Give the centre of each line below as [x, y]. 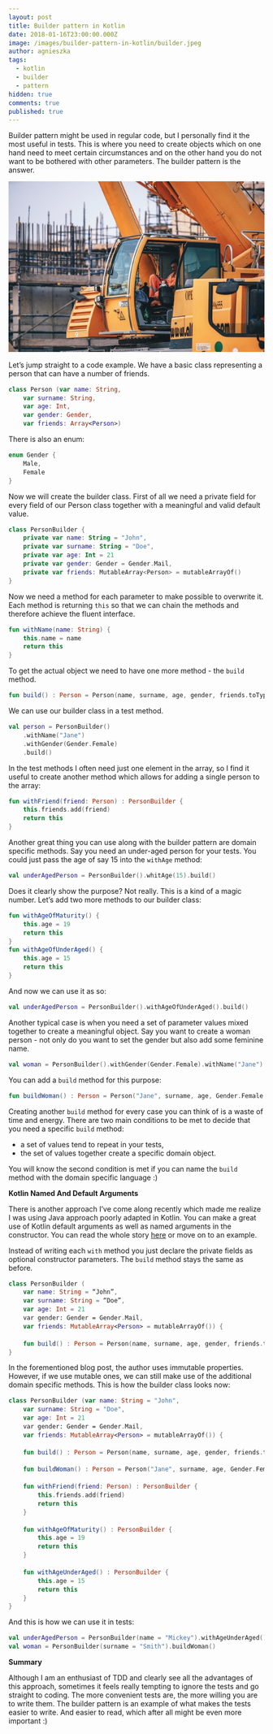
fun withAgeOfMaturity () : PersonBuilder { [98, 1529]
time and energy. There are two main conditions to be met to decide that [129, 1120]
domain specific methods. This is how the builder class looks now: [119, 1385]
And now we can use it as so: [58, 991]
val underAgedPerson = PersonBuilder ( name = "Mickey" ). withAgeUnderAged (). [139, 1638]
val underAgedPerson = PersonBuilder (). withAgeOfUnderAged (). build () [129, 1007]
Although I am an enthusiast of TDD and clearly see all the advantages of [131, 1678]
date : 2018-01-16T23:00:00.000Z [63, 34]
